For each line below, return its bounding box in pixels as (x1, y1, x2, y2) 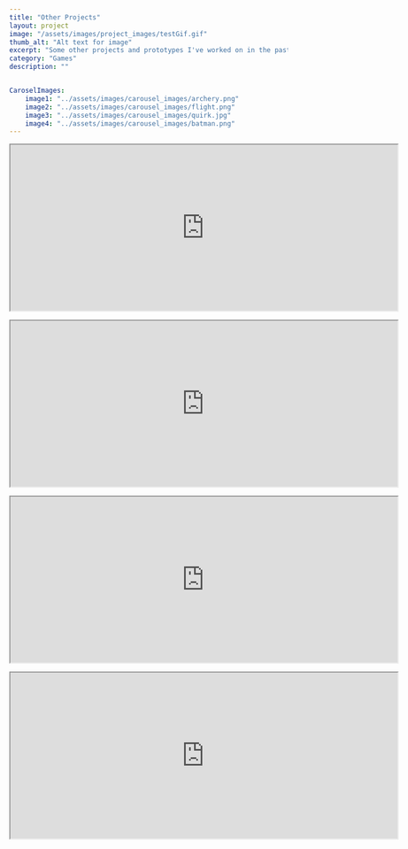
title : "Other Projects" (9, 12, 101, 22)
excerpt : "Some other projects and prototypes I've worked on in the (9, 46, 272, 55)
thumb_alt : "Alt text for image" (9, 37, 133, 47)
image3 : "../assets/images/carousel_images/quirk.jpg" (25, 111, 232, 120)
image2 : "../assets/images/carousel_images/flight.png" (25, 103, 236, 112)
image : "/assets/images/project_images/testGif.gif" (9, 29, 208, 38)
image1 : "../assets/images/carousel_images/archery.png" (25, 94, 240, 103)
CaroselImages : (9, 86, 65, 95)
